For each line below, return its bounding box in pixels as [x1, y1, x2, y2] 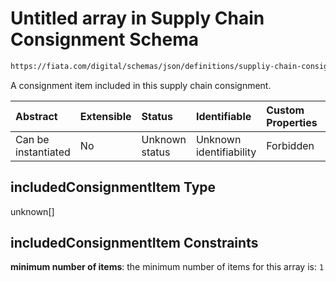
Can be [15, 132, 50, 146]
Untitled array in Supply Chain [10, 7, 265, 30]
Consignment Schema [10, 28, 199, 51]
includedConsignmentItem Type [10, 179, 217, 196]
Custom [266, 103, 305, 117]
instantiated [15, 145, 71, 159]
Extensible [79, 109, 132, 123]
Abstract [15, 109, 58, 123]
